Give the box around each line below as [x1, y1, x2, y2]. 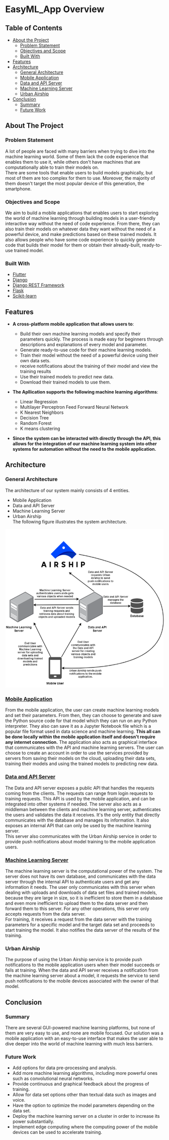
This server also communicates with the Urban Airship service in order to [5, 833, 157, 839]
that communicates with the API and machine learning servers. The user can [5, 744, 164, 751]
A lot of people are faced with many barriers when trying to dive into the [5, 148, 155, 154]
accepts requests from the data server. [5, 911, 86, 917]
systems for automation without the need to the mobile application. [12, 446, 156, 452]
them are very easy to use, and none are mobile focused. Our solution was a [5, 1030, 163, 1036]
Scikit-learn [12, 293, 37, 299]
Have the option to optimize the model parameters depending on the [12, 1103, 155, 1109]
